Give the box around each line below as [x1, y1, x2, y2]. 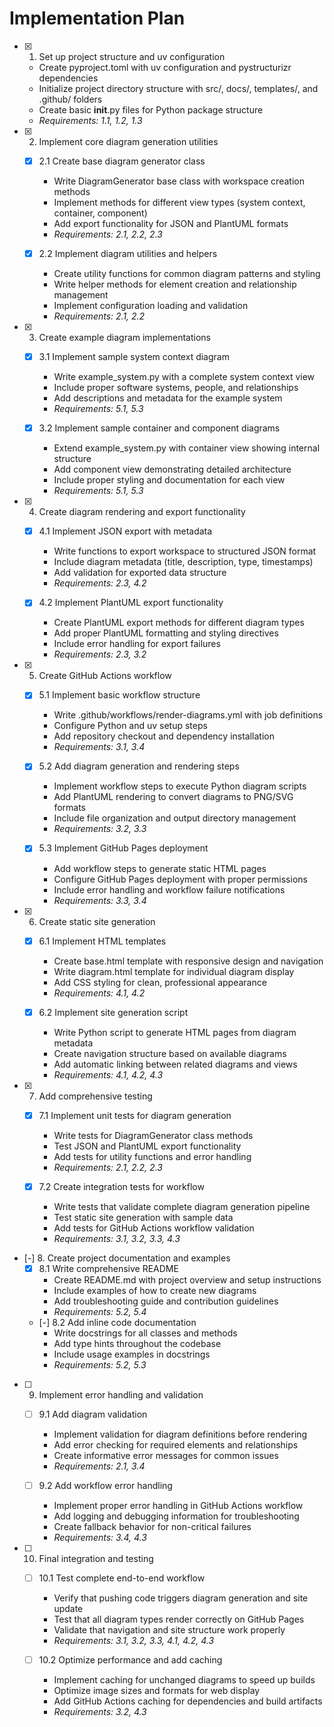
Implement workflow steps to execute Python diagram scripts [53, 780, 307, 792]
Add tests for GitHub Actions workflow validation [53, 1222, 255, 1234]
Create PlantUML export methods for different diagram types [53, 617, 305, 629]
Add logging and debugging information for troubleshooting [53, 1510, 300, 1522]
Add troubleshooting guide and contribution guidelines [53, 1295, 279, 1307]
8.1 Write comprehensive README [38, 1262, 179, 1274]
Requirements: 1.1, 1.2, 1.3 [38, 114, 143, 126]
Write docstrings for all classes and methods [53, 1327, 238, 1339]
